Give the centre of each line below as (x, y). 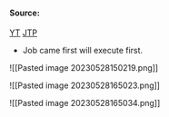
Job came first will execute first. (83, 51)
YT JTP (24, 33)
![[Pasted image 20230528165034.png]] (85, 103)
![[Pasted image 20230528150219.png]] (84, 68)
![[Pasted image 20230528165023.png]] (85, 85)
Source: (25, 13)
